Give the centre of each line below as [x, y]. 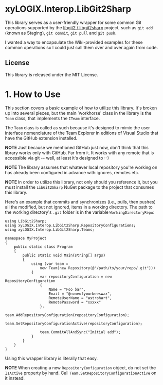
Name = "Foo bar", [67, 289]
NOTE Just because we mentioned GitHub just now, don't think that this [77, 147]
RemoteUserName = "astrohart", [80, 298]
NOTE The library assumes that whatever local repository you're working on [81, 167]
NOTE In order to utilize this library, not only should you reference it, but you [81, 182]
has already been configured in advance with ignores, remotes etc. [72, 172]
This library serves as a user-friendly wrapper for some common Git [73, 22]
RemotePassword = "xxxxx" [75, 302]
